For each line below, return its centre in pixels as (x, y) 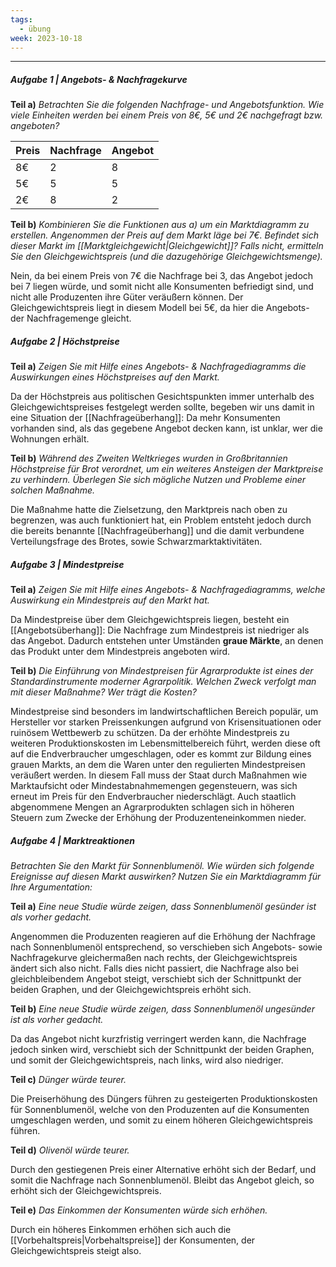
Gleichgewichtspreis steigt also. (76, 1251)
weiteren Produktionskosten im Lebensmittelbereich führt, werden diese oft (165, 743)
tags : (21, 19)
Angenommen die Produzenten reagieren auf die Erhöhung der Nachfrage (163, 937)
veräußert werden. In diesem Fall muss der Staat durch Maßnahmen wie (159, 775)
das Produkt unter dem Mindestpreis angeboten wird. (120, 652)
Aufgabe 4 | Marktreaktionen (72, 840)
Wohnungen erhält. (50, 439)
